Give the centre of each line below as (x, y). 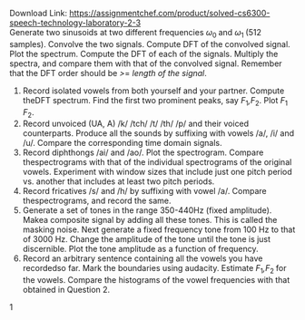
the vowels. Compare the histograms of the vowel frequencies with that (156, 280)
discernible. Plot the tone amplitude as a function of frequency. (140, 249)
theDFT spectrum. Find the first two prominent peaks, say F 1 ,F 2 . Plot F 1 (155, 101)
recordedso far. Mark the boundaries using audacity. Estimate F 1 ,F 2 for (154, 269)
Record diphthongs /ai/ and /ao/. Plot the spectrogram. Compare (143, 152)
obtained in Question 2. (66, 290)
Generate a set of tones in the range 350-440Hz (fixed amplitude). (147, 210)
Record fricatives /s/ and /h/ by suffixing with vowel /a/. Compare (145, 191)
